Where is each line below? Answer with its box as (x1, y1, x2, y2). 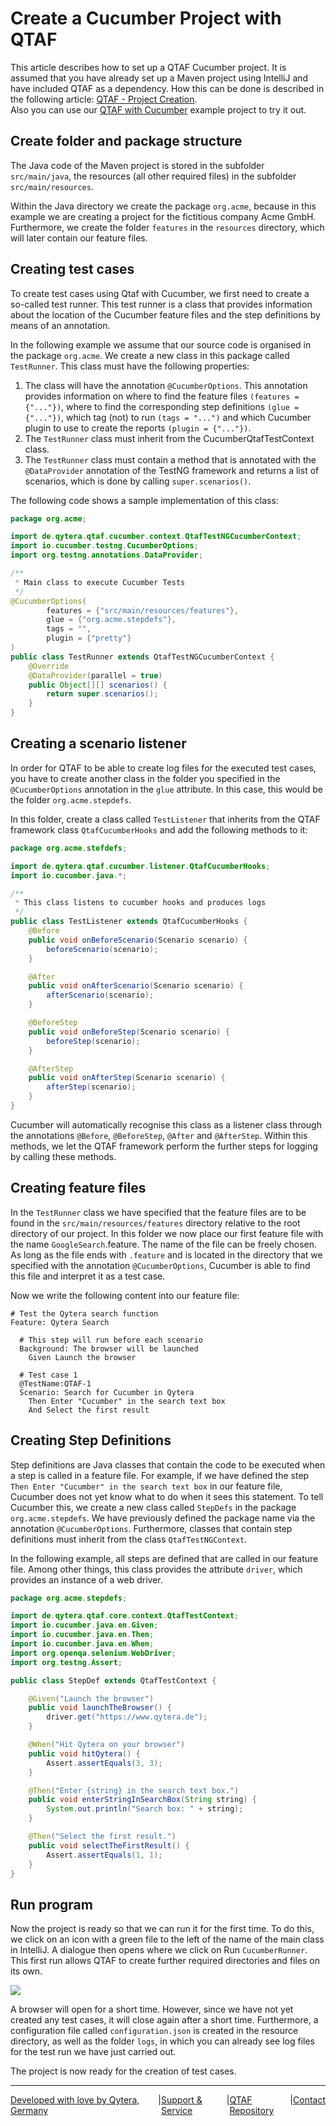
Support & (161, 2094, 203, 2106)
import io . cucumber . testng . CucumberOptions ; (10, 541, 199, 551)
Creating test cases (10, 261, 135, 278)
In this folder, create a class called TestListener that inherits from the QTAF (10, 813, 321, 825)
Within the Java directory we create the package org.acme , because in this (10, 200, 317, 212)
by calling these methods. (10, 1150, 117, 1162)
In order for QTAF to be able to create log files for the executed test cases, (10, 762, 317, 774)
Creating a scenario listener (10, 735, 187, 752)
